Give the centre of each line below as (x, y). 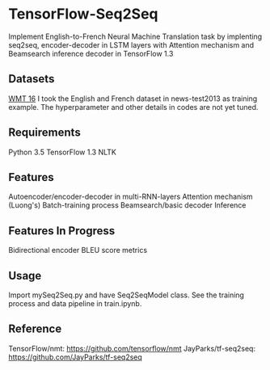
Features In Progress (62, 231)
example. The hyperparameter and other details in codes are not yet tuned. (133, 107)
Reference (35, 329)
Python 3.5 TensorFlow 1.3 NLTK (63, 152)
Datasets (32, 79)
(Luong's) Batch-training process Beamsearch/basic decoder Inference (127, 205)
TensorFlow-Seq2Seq (83, 14)
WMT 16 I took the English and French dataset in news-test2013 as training (133, 99)
